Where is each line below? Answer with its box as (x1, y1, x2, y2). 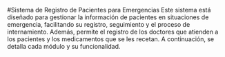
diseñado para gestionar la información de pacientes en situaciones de (7, 13, 209, 21)
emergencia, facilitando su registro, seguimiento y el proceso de (7, 21, 190, 28)
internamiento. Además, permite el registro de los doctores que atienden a (7, 27, 219, 36)
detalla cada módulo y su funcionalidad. (7, 43, 121, 50)
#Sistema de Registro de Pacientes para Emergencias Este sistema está (7, 6, 211, 14)
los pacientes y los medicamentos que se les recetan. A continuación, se (7, 35, 215, 43)
